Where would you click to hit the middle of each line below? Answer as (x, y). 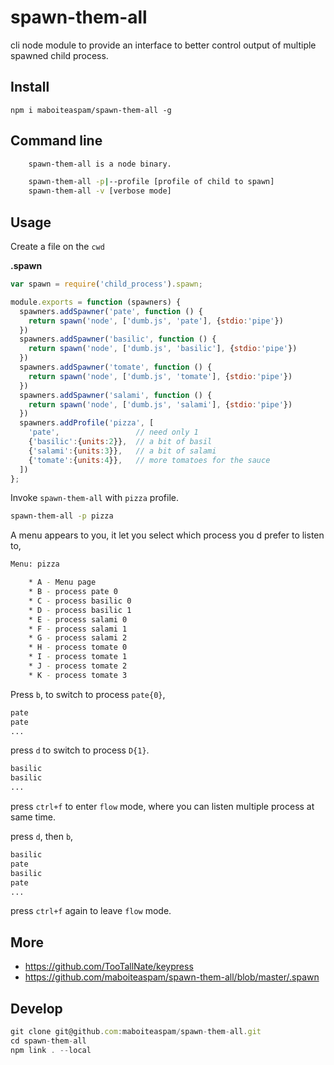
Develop (36, 1008)
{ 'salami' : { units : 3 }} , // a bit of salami (122, 451)
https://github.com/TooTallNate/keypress (109, 967)
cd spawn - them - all (48, 1041)
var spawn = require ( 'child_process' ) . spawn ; (106, 284)
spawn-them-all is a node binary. (100, 164)
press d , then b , (42, 836)
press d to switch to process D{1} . (80, 750)
